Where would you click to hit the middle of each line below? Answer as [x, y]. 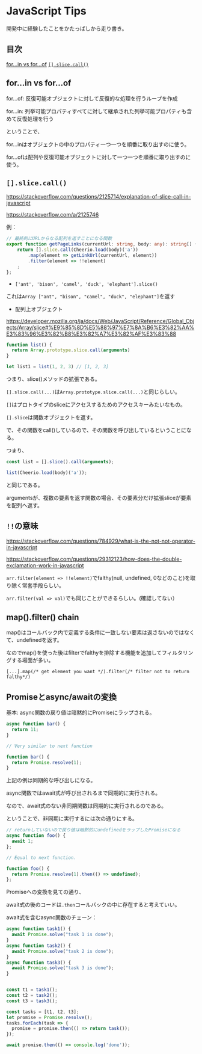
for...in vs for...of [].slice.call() [47, 64]
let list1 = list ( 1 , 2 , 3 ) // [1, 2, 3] [58, 367]
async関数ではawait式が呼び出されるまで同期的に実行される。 [84, 793]
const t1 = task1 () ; [32, 990]
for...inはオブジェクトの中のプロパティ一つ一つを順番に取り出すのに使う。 [98, 144]
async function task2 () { [38, 946]
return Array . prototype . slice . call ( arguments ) [71, 350]
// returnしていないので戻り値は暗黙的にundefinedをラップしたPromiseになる [93, 830]
